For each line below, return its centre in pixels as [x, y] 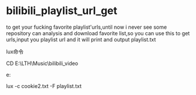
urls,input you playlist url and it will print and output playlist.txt [81, 39]
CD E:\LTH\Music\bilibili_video [42, 63]
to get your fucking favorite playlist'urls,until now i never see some [87, 27]
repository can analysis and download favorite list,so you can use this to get [98, 33]
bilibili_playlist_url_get [62, 11]
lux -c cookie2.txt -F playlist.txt [44, 86]
